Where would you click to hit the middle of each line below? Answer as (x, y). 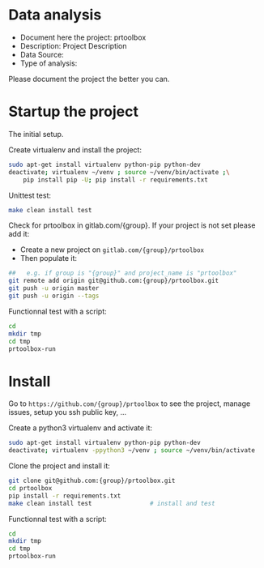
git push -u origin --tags (54, 296)
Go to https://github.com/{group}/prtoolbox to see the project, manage (130, 404)
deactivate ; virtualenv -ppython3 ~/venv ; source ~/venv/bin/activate (132, 451)
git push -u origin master (54, 288)
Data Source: (42, 54)
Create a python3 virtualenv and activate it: (80, 428)
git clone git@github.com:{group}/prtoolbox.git (92, 481)
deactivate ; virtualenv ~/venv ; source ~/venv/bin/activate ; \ (119, 172)
